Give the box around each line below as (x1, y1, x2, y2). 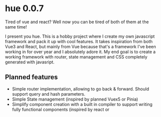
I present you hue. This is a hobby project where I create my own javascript (5, 33, 155, 39)
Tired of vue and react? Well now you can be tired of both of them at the (5, 19, 149, 25)
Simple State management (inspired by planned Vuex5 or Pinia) (12, 96, 138, 102)
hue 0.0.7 (5, 3, 44, 14)
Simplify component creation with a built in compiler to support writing (12, 101, 153, 107)
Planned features (5, 73, 58, 81)
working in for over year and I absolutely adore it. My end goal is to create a (5, 49, 156, 55)
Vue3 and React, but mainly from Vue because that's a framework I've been (5, 44, 156, 49)
